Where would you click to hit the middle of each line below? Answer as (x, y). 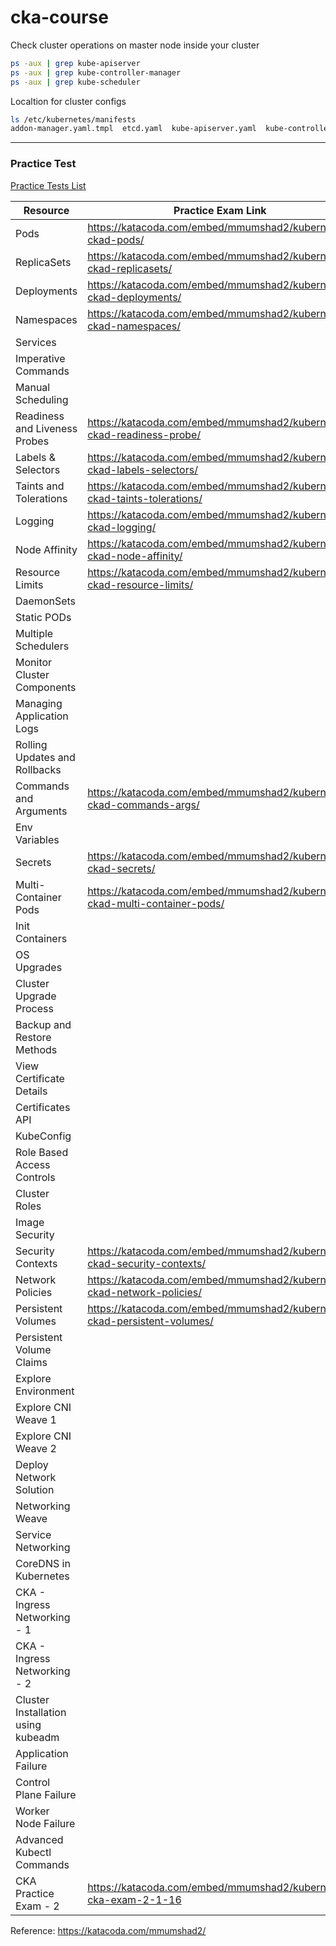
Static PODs (43, 617)
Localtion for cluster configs (68, 101)
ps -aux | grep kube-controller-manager (96, 72)
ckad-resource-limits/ (140, 584)
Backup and (43, 1024)
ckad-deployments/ (134, 297)
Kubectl (33, 1852)
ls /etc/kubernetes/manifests (73, 119)
